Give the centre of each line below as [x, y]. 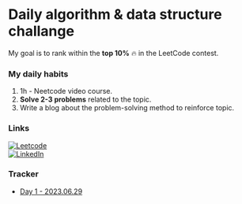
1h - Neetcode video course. [66, 91]
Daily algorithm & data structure [115, 15]
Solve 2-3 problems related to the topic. [85, 99]
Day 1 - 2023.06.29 [51, 191]
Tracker [24, 174]
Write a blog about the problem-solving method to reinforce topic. [127, 108]
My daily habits [38, 74]
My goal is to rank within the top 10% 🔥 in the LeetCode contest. [113, 53]
